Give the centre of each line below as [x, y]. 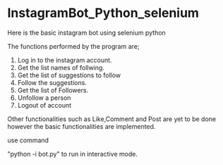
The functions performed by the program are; [73, 46]
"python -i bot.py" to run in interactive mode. [72, 154]
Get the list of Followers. [53, 90]
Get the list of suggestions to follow [69, 75]
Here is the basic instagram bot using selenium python [86, 33]
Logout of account [44, 105]
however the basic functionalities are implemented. [82, 126]
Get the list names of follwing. [61, 67]
